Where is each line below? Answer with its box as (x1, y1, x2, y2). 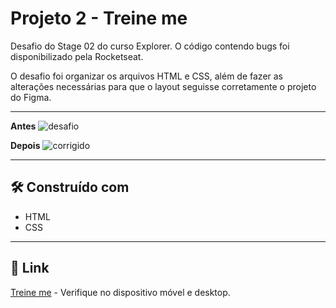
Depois (10, 139, 41, 151)
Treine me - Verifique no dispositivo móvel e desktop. (10, 286, 231, 298)
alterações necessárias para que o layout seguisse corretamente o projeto (10, 80, 317, 92)
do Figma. (10, 91, 52, 103)
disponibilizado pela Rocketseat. (10, 50, 144, 62)
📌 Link (10, 260, 50, 277)
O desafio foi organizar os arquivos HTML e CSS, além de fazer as (10, 70, 284, 82)
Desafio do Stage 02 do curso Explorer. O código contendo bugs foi (10, 40, 290, 52)
